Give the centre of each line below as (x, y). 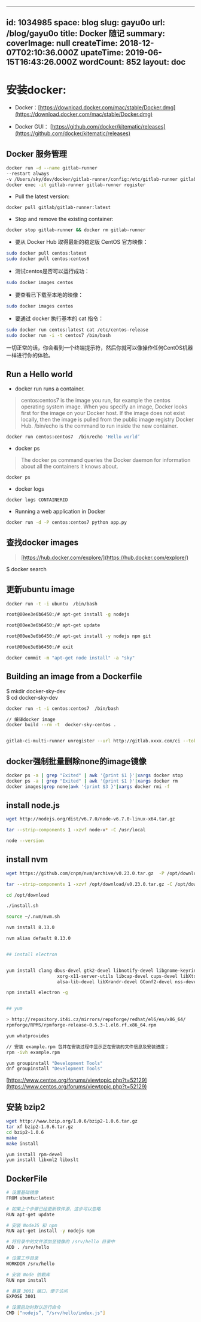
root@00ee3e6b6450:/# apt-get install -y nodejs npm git (79, 636)
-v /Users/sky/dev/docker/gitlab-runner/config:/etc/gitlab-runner (92, 179)
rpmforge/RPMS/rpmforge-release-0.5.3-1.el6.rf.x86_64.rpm (81, 1025)
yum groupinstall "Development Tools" (54, 1063)
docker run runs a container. (50, 389)
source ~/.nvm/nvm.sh (33, 917)
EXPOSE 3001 (21, 1297)
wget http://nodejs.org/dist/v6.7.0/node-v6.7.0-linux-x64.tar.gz (91, 819)
